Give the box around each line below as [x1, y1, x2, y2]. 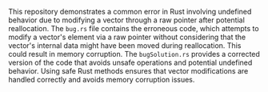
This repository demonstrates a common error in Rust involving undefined [8, 7, 252, 16]
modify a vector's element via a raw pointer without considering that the [8, 32, 246, 42]
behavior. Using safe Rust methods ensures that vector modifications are [8, 66, 249, 75]
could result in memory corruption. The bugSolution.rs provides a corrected [8, 50, 260, 58]
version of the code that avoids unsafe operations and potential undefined [8, 58, 253, 67]
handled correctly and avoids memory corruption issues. [8, 75, 195, 84]
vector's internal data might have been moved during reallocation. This [8, 41, 242, 50]
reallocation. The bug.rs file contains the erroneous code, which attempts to [8, 24, 259, 33]
